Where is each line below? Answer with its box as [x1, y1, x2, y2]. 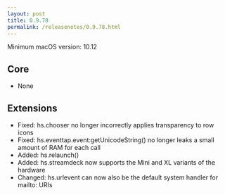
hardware [17, 166, 46, 174]
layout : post [7, 10, 46, 18]
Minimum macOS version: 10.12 [7, 43, 97, 51]
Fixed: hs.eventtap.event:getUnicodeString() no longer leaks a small [17, 136, 214, 144]
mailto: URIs [17, 181, 53, 189]
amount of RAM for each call [17, 144, 101, 151]
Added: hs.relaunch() [17, 151, 79, 159]
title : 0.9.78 [7, 17, 49, 24]
